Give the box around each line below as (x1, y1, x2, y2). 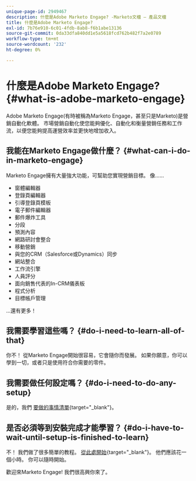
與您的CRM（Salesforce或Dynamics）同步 (14, 250, 117, 258)
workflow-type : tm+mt (6, 36, 59, 42)
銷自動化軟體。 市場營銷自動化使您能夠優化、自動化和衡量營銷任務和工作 (6, 119, 183, 126)
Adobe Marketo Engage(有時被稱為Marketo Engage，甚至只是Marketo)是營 (6, 112, 189, 119)
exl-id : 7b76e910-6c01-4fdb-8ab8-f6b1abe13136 (6, 25, 122, 31)
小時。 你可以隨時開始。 (11, 456, 69, 463)
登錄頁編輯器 (14, 192, 46, 199)
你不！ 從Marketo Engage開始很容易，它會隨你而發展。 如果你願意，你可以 (6, 352, 188, 359)
